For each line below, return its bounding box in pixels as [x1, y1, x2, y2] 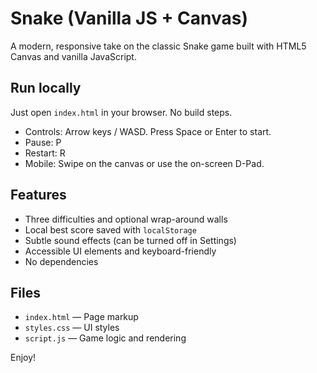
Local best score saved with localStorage [24, 223, 197, 236]
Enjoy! [10, 352, 37, 364]
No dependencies [24, 255, 99, 267]
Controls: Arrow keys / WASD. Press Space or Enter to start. [24, 125, 272, 137]
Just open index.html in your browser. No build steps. [10, 106, 233, 118]
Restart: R [24, 147, 66, 159]
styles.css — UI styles [24, 322, 120, 334]
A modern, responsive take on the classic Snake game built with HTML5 [10, 40, 307, 52]
